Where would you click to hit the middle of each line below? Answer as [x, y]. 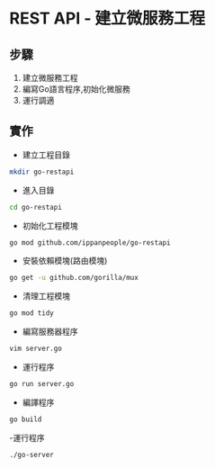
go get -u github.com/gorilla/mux [74, 278]
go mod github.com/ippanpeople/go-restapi [90, 243]
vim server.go [36, 349]
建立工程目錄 [46, 155]
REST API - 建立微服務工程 [107, 18]
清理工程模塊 [46, 296]
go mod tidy [31, 313]
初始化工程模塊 [50, 225]
